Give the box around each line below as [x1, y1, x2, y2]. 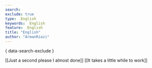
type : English [5, 16, 37, 21]
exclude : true [5, 12, 35, 17]
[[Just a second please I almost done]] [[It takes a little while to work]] [5, 57, 148, 63]
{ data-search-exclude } [5, 47, 54, 54]
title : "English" [5, 30, 41, 35]
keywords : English [5, 21, 45, 26]
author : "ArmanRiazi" [5, 35, 50, 40]
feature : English [5, 25, 43, 30]
